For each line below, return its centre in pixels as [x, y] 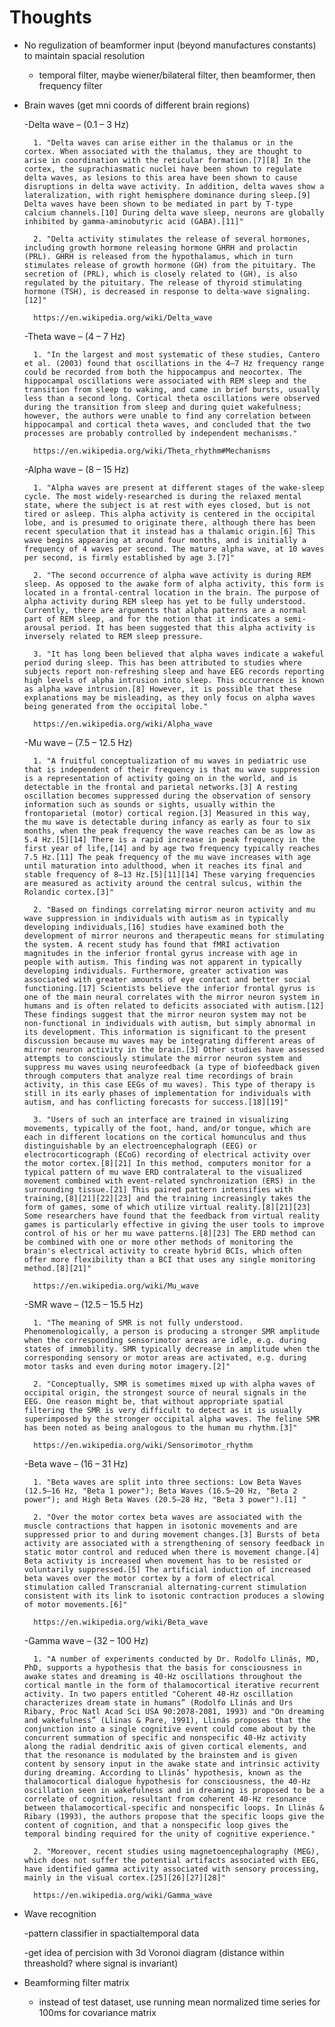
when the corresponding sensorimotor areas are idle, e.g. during [165, 1340]
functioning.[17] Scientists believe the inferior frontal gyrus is [169, 988]
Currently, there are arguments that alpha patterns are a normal [165, 610]
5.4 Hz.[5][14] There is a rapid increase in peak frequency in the [169, 839]
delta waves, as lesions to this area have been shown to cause [160, 177]
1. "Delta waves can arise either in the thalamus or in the [163, 142]
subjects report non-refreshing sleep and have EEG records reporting [174, 671]
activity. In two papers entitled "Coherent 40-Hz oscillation [158, 1694]
